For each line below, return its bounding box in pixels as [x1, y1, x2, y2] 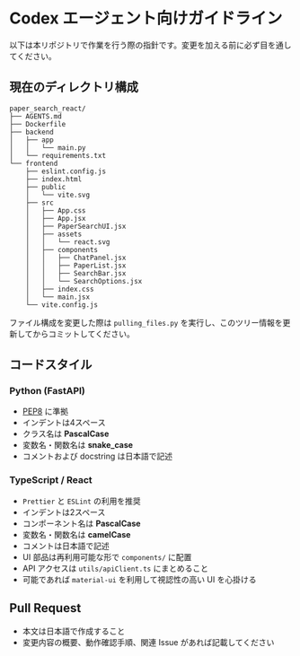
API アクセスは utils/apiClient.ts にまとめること [22, 563, 209, 573]
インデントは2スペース [22, 506, 106, 517]
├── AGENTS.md [9, 111, 63, 121]
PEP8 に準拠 [22, 406, 69, 417]
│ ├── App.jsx [25, 214, 87, 223]
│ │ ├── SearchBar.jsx [25, 268, 127, 278]
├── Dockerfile [9, 119, 66, 128]
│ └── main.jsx [25, 293, 91, 302]
